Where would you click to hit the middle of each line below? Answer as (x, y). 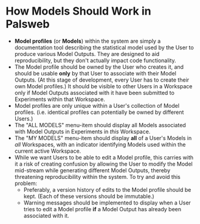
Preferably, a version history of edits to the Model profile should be (107, 189)
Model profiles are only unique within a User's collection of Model (97, 105)
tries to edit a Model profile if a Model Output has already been (102, 209)
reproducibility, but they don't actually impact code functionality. (95, 60)
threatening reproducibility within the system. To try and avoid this (97, 177)
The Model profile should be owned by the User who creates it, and (99, 67)
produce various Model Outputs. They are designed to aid (87, 54)
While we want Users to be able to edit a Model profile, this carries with (104, 157)
